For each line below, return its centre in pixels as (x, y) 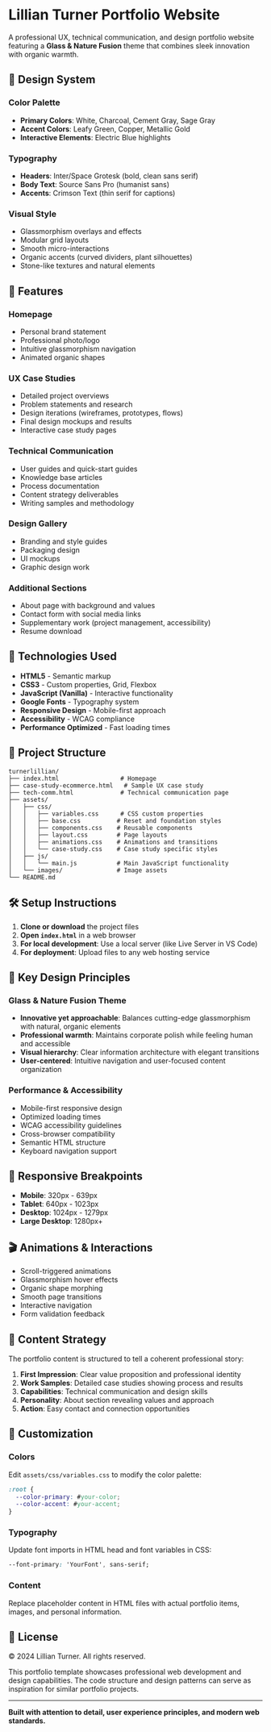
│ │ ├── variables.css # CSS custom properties (106, 814)
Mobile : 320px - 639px (59, 1196)
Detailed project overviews (65, 396)
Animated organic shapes (63, 357)
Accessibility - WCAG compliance (77, 719)
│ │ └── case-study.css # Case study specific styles (113, 849)
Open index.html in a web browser (78, 935)
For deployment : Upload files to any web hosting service (115, 952)
